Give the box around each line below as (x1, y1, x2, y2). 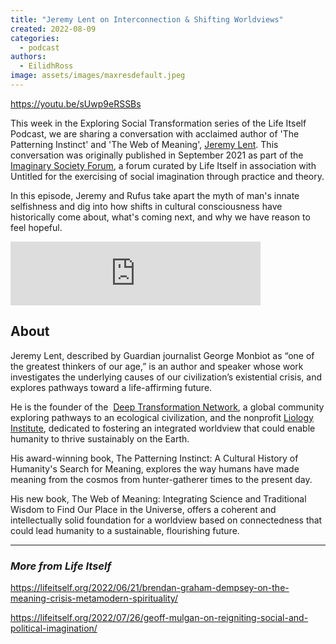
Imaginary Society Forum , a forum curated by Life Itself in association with (10, 159, 317, 171)
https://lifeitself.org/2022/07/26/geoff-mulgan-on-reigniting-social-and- (10, 611, 309, 623)
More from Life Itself (10, 559, 112, 573)
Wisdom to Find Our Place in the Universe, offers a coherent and (10, 503, 277, 515)
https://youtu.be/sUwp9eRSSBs (10, 97, 142, 110)
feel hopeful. (10, 221, 63, 233)
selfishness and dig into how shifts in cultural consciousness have (10, 200, 283, 212)
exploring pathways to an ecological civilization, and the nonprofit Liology (10, 411, 314, 423)
